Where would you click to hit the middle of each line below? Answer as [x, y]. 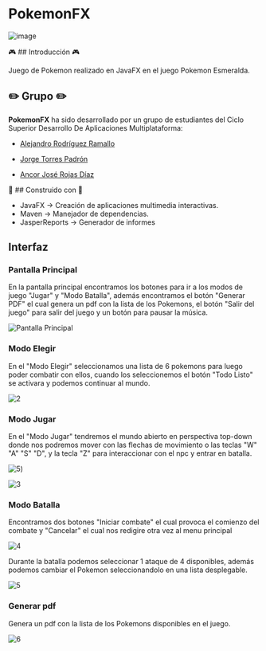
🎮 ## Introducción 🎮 [44, 52]
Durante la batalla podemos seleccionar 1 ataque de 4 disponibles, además [131, 562]
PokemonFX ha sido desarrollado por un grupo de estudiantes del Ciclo [126, 120]
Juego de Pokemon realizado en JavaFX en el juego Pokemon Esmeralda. [129, 70]
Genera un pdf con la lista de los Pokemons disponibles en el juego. [119, 623]
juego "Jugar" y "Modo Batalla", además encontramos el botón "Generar [127, 296]
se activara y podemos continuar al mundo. [79, 382]
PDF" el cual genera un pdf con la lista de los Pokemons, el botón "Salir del [131, 304]
